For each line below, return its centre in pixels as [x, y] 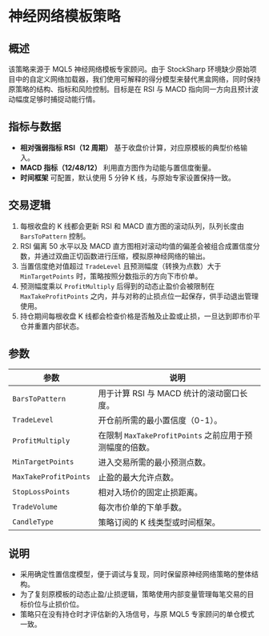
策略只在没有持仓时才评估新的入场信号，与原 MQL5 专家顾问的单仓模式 [137, 614]
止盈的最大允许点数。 [138, 478]
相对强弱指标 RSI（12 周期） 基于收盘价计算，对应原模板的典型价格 [130, 147]
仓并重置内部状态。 [52, 326]
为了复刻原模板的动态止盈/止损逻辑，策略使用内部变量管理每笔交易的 [133, 594]
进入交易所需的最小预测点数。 [154, 462]
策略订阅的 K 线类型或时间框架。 [159, 522]
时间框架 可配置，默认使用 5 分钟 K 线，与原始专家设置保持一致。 [128, 178]
